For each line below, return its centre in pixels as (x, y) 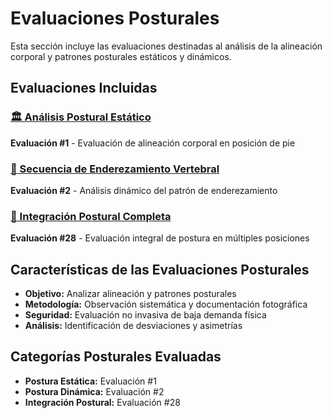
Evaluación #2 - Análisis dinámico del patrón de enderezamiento (144, 190)
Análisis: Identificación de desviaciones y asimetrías (133, 326)
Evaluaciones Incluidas (84, 88)
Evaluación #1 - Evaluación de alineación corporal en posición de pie (153, 143)
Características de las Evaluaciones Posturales (160, 269)
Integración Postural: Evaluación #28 (102, 402)
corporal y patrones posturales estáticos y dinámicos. (121, 56)
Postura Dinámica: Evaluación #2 (94, 391)
